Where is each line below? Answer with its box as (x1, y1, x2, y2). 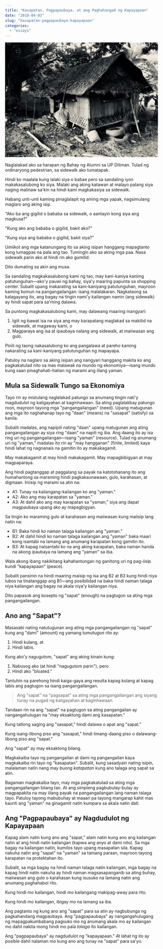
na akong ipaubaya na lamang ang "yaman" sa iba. (12, 549, 114, 555)
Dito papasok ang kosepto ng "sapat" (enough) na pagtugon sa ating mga (5, 592, 153, 598)
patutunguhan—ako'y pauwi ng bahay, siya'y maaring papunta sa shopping (5, 278, 156, 284)
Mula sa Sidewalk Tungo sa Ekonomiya (5, 381, 125, 390)
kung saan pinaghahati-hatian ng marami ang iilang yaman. (5, 368, 123, 373)
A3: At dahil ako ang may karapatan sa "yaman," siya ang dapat (12, 499, 139, 505)
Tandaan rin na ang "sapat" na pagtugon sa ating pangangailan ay (5, 706, 137, 713)
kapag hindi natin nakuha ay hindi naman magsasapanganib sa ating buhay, (5, 870, 156, 876)
